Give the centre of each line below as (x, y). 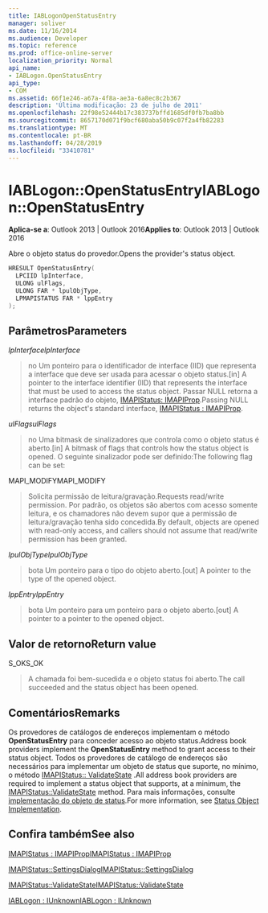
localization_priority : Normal (61, 61)
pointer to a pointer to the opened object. (96, 619)
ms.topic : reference (43, 46)
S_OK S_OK (26, 664)
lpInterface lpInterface (44, 350)
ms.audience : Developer (48, 38)
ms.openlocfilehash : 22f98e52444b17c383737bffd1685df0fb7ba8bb (116, 113)
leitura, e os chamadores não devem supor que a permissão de (132, 514)
